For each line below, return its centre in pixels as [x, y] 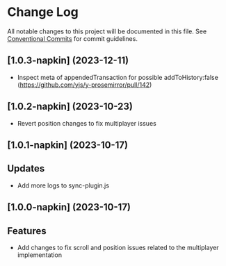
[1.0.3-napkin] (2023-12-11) [68, 61]
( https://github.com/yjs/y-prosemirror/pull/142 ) [84, 85]
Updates [26, 168]
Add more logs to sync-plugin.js [63, 185]
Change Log [43, 12]
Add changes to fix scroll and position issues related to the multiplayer [118, 247]
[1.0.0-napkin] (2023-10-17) [69, 207]
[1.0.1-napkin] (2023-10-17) [68, 145]
